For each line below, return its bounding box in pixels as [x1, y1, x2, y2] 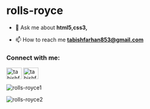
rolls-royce [6, 4, 63, 18]
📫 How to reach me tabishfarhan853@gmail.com [15, 36, 144, 43]
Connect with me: [6, 53, 60, 62]
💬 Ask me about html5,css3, [15, 24, 88, 31]
